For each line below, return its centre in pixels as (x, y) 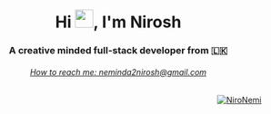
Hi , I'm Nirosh (118, 22)
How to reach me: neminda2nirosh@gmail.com (118, 71)
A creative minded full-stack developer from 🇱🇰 (118, 51)
